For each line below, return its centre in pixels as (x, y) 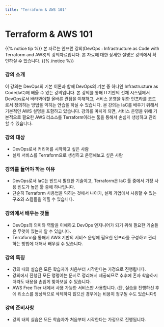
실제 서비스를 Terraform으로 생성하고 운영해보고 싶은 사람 (68, 155)
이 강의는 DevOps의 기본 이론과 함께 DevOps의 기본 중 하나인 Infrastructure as (82, 86)
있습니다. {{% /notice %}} (49, 61)
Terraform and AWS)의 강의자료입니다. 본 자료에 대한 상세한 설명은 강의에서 (78, 54)
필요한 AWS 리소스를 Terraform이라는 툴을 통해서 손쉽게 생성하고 (85, 117)
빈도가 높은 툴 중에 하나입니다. (46, 187)
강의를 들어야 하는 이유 (30, 169)
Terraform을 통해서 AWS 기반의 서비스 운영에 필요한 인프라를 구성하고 (80, 237)
